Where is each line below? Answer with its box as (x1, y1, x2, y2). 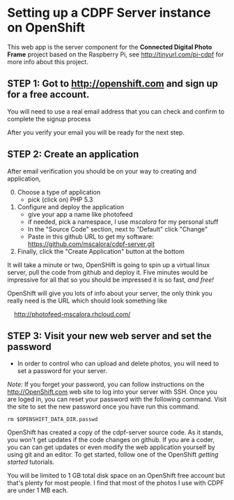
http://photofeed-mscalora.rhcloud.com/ (13, 310, 131, 318)
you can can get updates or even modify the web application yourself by (7, 443, 216, 451)
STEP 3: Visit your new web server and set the (7, 330, 212, 342)
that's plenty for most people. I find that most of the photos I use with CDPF (7, 479, 224, 487)
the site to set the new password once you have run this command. (7, 402, 200, 411)
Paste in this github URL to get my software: (27, 232, 155, 241)
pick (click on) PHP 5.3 (27, 195, 93, 204)
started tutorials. (7, 458, 55, 467)
